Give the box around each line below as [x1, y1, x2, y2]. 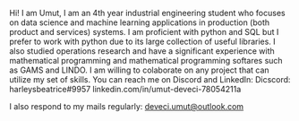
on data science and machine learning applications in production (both [9, 17, 270, 28]
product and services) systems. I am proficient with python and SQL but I [9, 27, 279, 37]
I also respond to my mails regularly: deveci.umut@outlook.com [9, 101, 244, 111]
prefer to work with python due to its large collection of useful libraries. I [9, 36, 276, 47]
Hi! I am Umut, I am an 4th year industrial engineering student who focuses [9, 8, 286, 18]
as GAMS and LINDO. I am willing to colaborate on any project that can [9, 65, 270, 75]
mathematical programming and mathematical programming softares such [9, 56, 284, 65]
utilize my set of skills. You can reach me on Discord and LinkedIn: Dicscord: [9, 74, 291, 84]
